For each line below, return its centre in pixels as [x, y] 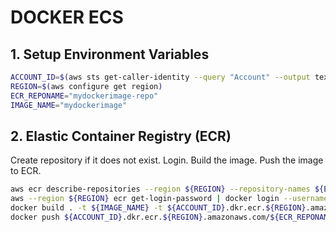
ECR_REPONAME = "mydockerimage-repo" [84, 96]
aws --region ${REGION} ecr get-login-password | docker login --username [169, 199]
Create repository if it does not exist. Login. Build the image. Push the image [167, 160]
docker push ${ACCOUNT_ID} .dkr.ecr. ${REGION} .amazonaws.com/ [140, 217]
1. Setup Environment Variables [110, 54]
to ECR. [26, 171]
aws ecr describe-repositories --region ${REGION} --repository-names [160, 189]
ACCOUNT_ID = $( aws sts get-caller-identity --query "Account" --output [160, 77]
